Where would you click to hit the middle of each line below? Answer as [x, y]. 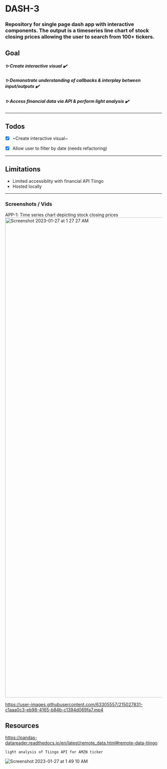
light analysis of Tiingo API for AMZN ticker [54, 752]
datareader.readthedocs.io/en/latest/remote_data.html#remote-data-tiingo [81, 743]
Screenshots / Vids [29, 204]
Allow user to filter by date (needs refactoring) [60, 148]
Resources [22, 725]
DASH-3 [22, 9]
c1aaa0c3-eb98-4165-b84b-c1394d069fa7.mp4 [54, 710]
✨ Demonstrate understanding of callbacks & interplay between [73, 80]
